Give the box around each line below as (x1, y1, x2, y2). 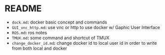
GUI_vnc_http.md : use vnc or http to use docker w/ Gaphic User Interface (11, 24, 160, 30)
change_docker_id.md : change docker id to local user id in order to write (11, 40, 157, 46)
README (4, 3, 42, 14)
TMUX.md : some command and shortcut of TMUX (11, 35, 110, 41)
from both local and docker (11, 45, 67, 51)
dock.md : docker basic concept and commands (11, 19, 107, 25)
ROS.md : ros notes (11, 29, 47, 35)
